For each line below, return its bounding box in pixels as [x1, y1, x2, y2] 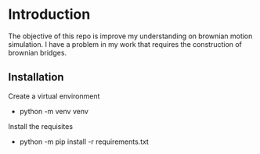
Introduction [8, 5, 91, 23]
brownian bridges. [8, 48, 67, 57]
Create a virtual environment [8, 91, 100, 101]
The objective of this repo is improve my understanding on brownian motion [8, 31, 253, 41]
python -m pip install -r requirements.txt [19, 137, 149, 146]
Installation [8, 70, 64, 84]
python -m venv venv [19, 106, 88, 116]
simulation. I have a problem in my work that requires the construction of [8, 39, 243, 48]
